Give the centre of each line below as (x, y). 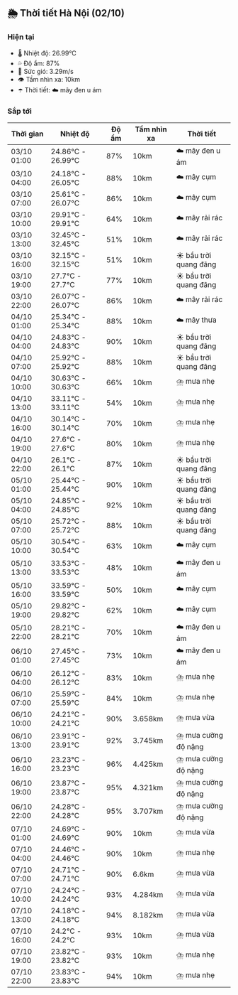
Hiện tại (21, 37)
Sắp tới (19, 111)
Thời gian (27, 134)
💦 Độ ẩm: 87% (39, 63)
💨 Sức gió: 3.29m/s (46, 71)
